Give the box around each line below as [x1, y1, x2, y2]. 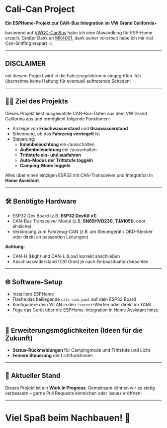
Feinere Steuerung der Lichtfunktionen [12, 353, 93, 358]
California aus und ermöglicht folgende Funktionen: [5, 116, 110, 122]
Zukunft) [5, 334, 33, 342]
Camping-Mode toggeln [19, 162, 71, 168]
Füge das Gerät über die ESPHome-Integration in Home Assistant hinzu [12, 307, 159, 313]
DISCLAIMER [5, 59, 46, 68]
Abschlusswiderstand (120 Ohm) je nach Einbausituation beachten [12, 258, 149, 265]
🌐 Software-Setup [5, 278, 63, 286]
